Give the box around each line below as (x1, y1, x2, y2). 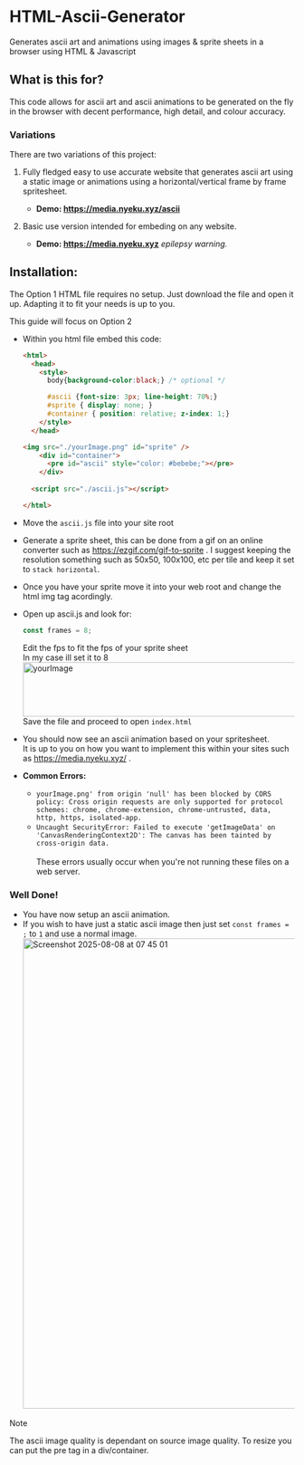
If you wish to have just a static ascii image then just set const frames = (22, 919, 290, 930)
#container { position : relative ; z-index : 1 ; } (46, 409, 231, 418)
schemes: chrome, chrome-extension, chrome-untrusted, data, (35, 805, 271, 814)
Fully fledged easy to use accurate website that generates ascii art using (22, 167, 294, 177)
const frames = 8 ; (22, 626, 92, 635)
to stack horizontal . (22, 563, 100, 574)
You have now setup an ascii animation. (22, 909, 170, 920)
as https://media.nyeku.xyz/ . (22, 752, 131, 763)
